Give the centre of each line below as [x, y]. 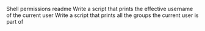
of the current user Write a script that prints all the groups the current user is [103, 15]
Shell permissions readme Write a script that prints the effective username [100, 9]
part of [15, 22]
